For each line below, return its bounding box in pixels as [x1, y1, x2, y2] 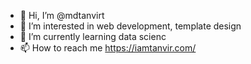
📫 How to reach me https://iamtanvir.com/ [19, 42, 197, 54]
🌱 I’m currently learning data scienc [19, 31, 167, 42]
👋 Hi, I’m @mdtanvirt [19, 10, 105, 21]
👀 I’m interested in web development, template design [19, 20, 242, 32]
